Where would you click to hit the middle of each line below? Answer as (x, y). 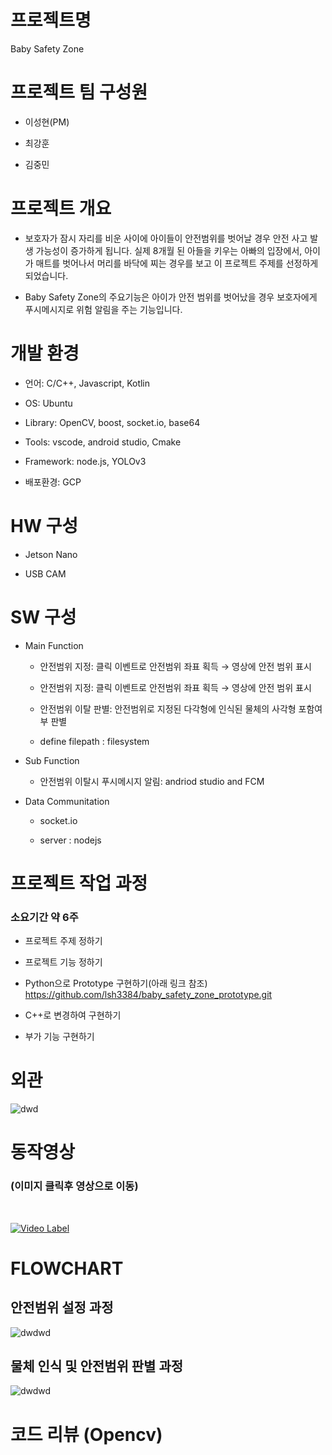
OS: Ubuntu (48, 403)
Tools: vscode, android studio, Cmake (103, 442)
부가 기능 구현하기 (59, 1037)
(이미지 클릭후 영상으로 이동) (74, 1186)
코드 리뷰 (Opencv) (86, 1434)
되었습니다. (46, 275)
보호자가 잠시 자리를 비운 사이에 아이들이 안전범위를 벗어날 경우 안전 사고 (166, 238)
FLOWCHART (67, 1268)
